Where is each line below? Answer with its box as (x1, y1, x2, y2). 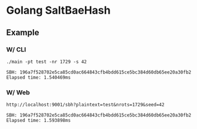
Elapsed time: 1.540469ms (6, 74, 71, 81)
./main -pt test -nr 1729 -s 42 (6, 59, 87, 64)
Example (6, 27, 40, 38)
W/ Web (6, 88, 30, 96)
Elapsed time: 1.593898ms (6, 118, 71, 124)
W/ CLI (6, 45, 26, 54)
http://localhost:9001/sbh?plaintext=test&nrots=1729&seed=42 (6, 102, 165, 108)
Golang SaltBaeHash (6, 4, 111, 17)
